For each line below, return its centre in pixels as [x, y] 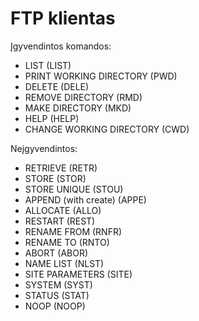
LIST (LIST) [48, 65]
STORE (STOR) [55, 178]
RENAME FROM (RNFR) [73, 231]
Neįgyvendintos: [44, 148]
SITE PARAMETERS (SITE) [78, 274]
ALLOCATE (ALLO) [63, 210]
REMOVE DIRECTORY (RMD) [83, 97]
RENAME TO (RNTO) [67, 242]
